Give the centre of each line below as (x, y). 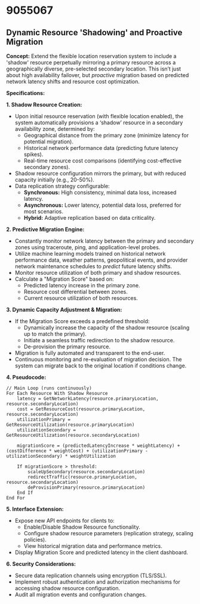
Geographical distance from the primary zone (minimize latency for (106, 135)
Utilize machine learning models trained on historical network (90, 254)
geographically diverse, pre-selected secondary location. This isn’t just (93, 69)
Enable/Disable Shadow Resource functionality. (82, 527)
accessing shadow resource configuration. (67, 588)
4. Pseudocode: (26, 377)
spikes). (33, 154)
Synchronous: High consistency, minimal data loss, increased (100, 192)
